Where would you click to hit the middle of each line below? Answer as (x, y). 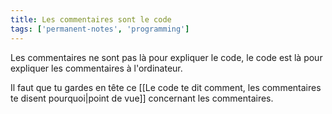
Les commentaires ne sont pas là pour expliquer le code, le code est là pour (166, 57)
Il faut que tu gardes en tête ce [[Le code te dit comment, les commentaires (166, 87)
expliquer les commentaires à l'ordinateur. (96, 68)
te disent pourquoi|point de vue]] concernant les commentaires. (142, 98)
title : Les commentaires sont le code (91, 19)
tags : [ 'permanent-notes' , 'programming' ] (100, 29)
